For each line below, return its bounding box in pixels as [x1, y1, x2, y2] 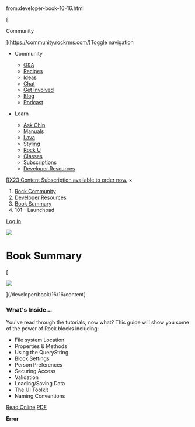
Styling [23, 140, 41, 148]
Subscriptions [23, 159, 57, 166]
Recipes [23, 68, 43, 75]
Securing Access [14, 368, 56, 375]
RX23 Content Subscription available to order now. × [6, 176, 133, 183]
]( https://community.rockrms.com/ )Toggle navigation [6, 39, 134, 46]
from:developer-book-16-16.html [6, 5, 84, 12]
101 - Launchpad [14, 207, 55, 214]
